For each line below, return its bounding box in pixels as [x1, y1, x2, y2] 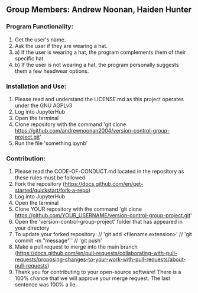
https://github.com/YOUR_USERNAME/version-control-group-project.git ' [14, 212, 192, 219]
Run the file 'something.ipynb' [14, 139, 88, 147]
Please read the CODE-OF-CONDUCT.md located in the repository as [14, 168, 184, 175]
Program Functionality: [6, 22, 74, 31]
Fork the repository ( [14, 181, 65, 188]
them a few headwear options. [14, 67, 89, 75]
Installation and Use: [6, 82, 67, 91]
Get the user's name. [14, 36, 66, 43]
